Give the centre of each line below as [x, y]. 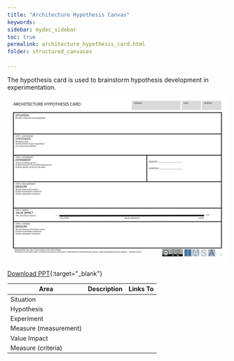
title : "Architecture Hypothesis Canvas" [69, 15]
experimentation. [32, 87]
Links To [141, 289]
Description [105, 289]
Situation [23, 299]
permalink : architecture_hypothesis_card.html [76, 44]
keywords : [22, 22]
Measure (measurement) [46, 328]
